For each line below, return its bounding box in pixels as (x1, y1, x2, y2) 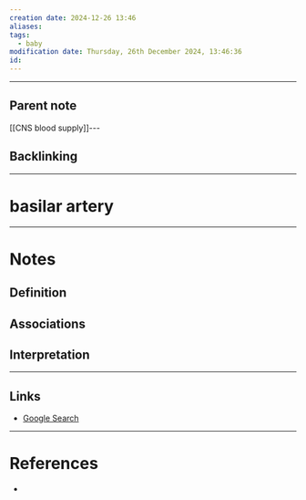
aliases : (9, 22, 43, 31)
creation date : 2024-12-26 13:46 (9, 13, 137, 23)
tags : (9, 30, 30, 39)
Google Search (22, 412, 79, 424)
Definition (9, 285, 66, 301)
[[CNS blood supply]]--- (9, 122, 100, 133)
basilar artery (9, 195, 114, 216)
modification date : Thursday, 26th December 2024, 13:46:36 (9, 47, 243, 57)
